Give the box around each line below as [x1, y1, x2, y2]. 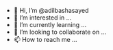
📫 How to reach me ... [13, 36, 77, 43]
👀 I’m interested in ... [13, 14, 72, 22]
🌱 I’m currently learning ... [13, 21, 87, 28]
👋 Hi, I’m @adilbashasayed [13, 7, 89, 14]
